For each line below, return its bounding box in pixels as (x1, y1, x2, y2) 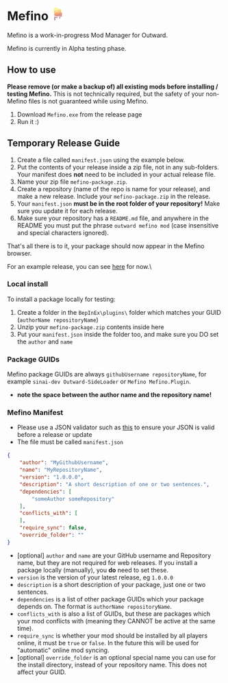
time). (16, 624, 34, 632)
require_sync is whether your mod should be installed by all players (16, 631, 207, 640)
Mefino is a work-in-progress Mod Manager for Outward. (7, 31, 168, 39)
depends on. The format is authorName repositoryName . (16, 602, 173, 610)
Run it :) (16, 117, 40, 125)
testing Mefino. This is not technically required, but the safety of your (7, 89, 205, 98)
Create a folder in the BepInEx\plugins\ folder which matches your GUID (16, 308, 221, 316)
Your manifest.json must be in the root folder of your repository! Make (16, 199, 220, 208)
